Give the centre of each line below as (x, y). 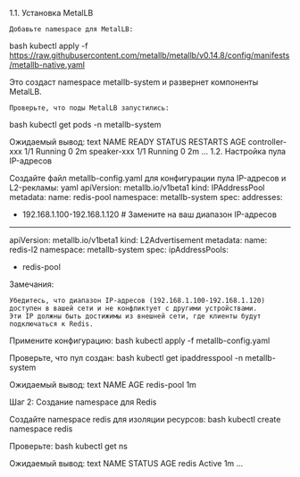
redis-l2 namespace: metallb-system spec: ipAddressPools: (119, 250)
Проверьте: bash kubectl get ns (68, 446)
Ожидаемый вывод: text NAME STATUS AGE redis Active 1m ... (126, 463)
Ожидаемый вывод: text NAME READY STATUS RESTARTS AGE (128, 142)
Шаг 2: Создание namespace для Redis (83, 402)
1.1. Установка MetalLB (51, 13)
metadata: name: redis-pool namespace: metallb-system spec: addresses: (146, 197)
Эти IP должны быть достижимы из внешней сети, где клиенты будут (135, 316)
